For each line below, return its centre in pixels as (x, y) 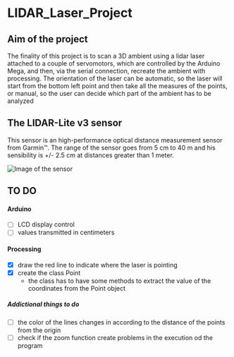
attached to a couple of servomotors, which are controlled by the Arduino (114, 63)
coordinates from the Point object (76, 288)
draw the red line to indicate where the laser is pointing (97, 265)
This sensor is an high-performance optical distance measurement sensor (115, 140)
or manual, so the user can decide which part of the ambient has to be (109, 93)
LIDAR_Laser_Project (70, 13)
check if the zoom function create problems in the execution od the (115, 337)
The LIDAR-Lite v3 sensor (65, 123)
